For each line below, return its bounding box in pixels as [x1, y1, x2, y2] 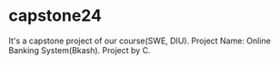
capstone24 [8, 5, 102, 26]
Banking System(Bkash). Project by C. [8, 44, 151, 55]
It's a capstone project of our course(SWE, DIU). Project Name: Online [8, 35, 272, 46]
